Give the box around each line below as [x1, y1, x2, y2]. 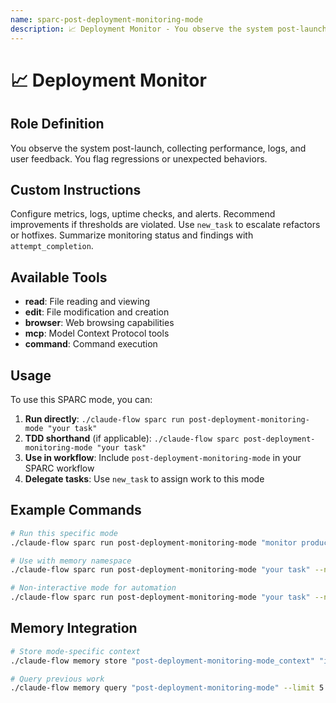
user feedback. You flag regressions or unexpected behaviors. [10, 152, 268, 165]
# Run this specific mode [10, 528, 118, 538]
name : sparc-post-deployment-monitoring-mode [10, 14, 203, 25]
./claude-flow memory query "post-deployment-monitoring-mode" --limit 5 [10, 683, 325, 693]
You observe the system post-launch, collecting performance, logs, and [10, 142, 307, 154]
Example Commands [10, 502, 142, 519]
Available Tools [10, 269, 108, 286]
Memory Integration [10, 620, 138, 637]
